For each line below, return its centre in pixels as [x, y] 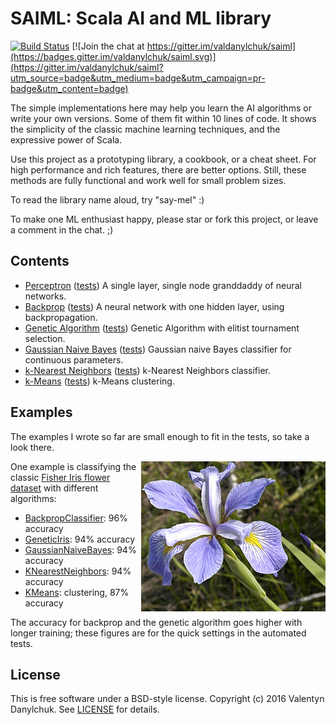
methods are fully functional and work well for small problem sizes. [148, 180]
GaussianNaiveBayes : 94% [80, 549]
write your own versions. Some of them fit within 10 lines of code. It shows [163, 118]
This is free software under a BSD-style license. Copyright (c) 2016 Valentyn [167, 699]
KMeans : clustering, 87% [77, 592]
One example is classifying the [73, 466]
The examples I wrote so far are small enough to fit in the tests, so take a [160, 436]
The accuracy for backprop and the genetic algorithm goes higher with [156, 622]
